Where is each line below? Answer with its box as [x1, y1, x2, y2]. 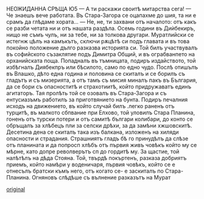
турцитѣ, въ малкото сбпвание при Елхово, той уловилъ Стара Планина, [6, 109, 195, 116]
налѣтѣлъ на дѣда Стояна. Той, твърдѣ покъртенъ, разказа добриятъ [6, 154, 187, 161]
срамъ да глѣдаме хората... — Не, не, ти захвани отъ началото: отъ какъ [6, 18, 197, 25]
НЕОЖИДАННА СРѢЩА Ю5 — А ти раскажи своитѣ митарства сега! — [6, 5, 192, 12]
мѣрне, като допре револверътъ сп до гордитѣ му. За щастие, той [6, 148, 180, 155]
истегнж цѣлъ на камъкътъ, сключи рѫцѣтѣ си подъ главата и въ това [6, 38, 190, 45]
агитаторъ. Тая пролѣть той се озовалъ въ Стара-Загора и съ [6, 90, 167, 96]
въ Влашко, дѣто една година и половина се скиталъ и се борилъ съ [6, 70, 186, 77]
